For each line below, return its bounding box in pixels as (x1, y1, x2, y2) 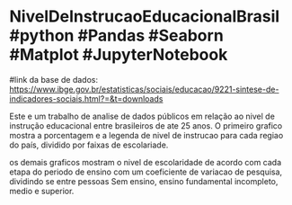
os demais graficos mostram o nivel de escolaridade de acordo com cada (9, 156, 282, 167)
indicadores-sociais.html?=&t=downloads (9, 93, 164, 104)
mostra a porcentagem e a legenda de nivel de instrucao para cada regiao (9, 129, 284, 140)
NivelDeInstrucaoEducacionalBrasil (9, 6, 280, 27)
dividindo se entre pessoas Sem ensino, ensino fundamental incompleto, (9, 175, 279, 186)
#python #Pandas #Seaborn (9, 25, 225, 46)
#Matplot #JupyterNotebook (9, 45, 228, 65)
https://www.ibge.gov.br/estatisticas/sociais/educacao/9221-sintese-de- (9, 84, 279, 94)
